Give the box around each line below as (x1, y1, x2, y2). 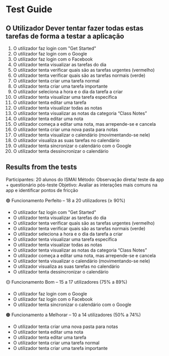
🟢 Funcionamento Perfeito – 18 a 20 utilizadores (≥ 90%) (6, 197, 126, 203)
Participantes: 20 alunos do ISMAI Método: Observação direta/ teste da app (6, 176, 164, 182)
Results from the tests (6, 163, 77, 172)
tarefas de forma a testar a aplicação (6, 32, 124, 40)
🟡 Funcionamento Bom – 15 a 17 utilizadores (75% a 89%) (6, 279, 127, 285)
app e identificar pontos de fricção (6, 187, 78, 193)
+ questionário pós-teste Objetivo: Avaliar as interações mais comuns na (6, 182, 158, 188)
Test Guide (6, 4, 53, 15)
